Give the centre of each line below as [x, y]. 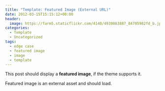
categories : [17, 28]
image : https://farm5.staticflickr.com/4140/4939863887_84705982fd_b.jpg [86, 23]
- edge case [22, 46]
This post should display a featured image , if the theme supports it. [73, 74]
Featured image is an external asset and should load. [58, 84]
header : [13, 19]
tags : [11, 42]
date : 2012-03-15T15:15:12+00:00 [39, 14]
